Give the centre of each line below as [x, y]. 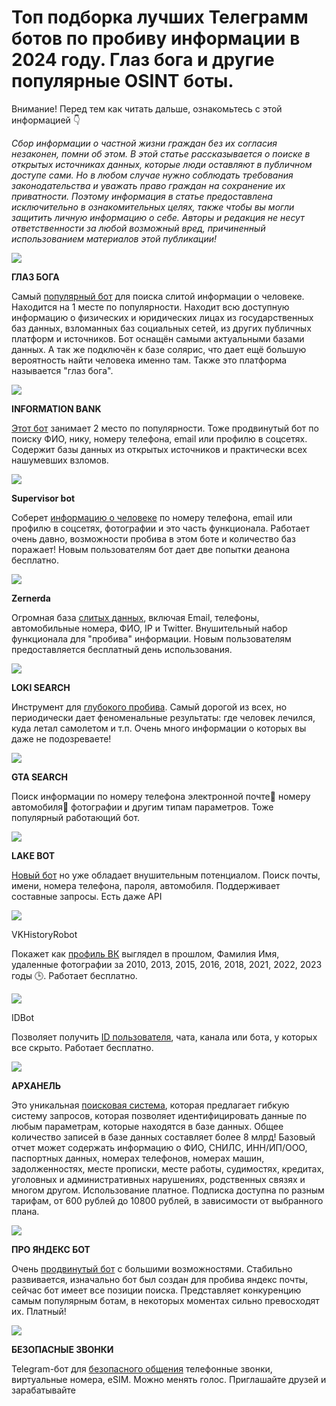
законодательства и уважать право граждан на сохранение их [148, 185]
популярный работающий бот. [76, 817]
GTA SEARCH [40, 777]
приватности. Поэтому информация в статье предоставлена [142, 196]
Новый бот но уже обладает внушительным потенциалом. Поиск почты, [166, 875]
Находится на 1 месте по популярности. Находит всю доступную [150, 307]
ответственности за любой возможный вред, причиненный [138, 228]
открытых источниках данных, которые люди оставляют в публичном [162, 164]
